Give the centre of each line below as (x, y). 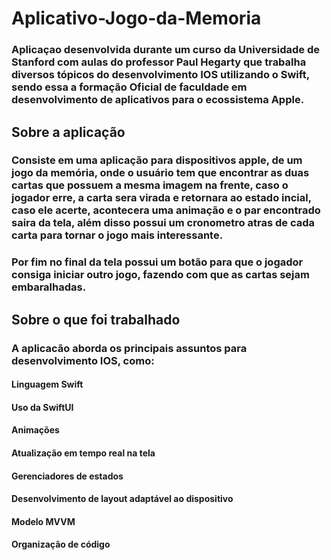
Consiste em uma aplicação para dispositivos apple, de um (157, 160)
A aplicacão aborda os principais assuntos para (129, 348)
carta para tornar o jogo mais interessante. (117, 235)
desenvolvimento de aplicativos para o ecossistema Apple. (158, 100)
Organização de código (61, 544)
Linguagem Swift (47, 384)
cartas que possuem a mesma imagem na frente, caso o (150, 185)
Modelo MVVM (43, 521)
